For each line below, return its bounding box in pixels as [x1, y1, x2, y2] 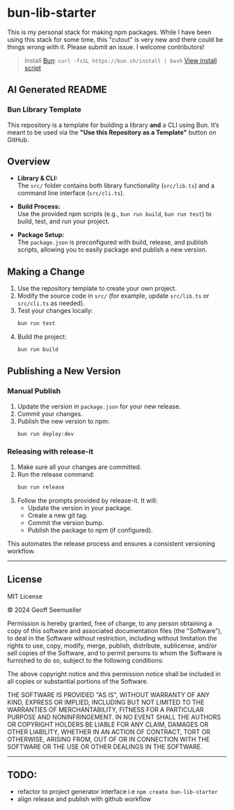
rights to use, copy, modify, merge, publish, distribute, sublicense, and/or [7, 641, 217, 650]
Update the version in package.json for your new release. [17, 402, 181, 411]
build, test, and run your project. [17, 217, 110, 226]
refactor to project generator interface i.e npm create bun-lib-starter [17, 788, 218, 796]
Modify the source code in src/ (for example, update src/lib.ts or [17, 291, 210, 300]
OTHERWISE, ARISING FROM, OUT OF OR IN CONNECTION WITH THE [7, 735, 210, 743]
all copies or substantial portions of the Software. [7, 677, 148, 685]
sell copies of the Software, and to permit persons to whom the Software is [7, 648, 223, 657]
